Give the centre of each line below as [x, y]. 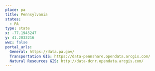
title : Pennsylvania [27, 14]
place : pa [15, 10]
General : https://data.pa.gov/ [42, 51]
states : [13, 19]
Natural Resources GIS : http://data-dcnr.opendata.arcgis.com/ [77, 61]
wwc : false [16, 42]
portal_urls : [19, 47]
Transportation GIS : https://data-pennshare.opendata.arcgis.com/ [80, 56]
